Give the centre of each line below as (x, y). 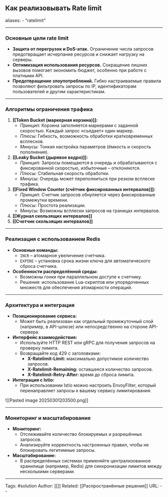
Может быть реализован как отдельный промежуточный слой (86, 321)
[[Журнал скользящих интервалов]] (52, 216)
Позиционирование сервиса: (44, 316)
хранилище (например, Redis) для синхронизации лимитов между (91, 466)
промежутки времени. (44, 200)
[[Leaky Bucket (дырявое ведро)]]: (50, 157)
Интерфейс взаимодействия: (45, 337)
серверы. (22, 60)
